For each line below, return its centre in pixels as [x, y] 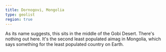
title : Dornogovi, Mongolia [35, 10]
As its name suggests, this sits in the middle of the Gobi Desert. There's [80, 34]
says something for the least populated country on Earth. [65, 44]
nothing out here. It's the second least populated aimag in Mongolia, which [83, 39]
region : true [19, 19]
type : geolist [20, 15]
